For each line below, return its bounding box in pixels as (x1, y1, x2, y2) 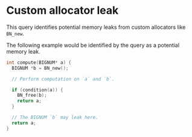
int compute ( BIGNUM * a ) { (6, 59, 71, 65)
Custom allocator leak (6, 4, 119, 17)
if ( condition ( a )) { (11, 87, 63, 93)
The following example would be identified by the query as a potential (6, 41, 180, 49)
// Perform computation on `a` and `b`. (11, 76, 115, 82)
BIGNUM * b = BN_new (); (11, 65, 69, 71)
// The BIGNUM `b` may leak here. (11, 115, 98, 121)
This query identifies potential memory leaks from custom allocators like (6, 23, 186, 31)
